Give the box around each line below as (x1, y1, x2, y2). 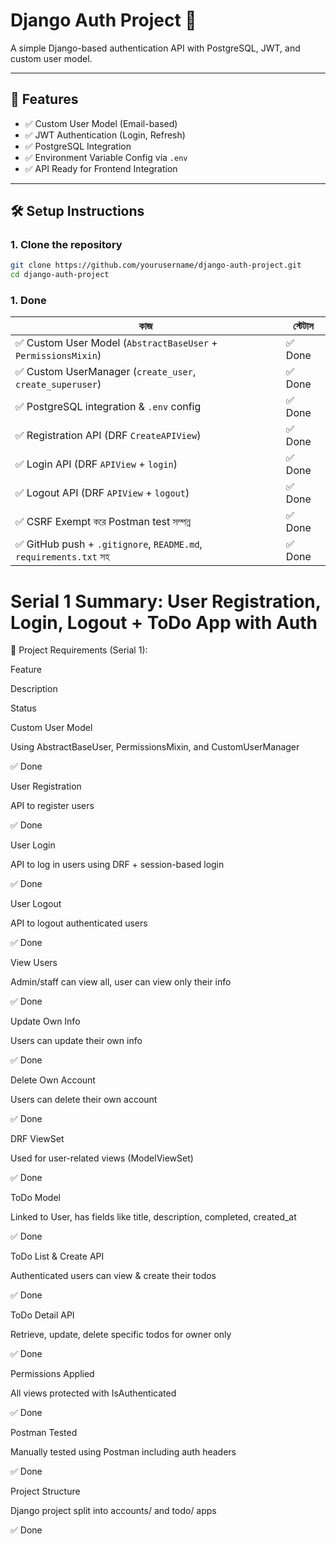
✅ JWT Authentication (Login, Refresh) (24, 129, 186, 141)
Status (10, 702, 37, 714)
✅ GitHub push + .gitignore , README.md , (15, 537, 203, 551)
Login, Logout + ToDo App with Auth (10, 611, 318, 634)
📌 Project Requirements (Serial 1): (10, 644, 148, 656)
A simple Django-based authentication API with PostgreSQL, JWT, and (10, 42, 301, 54)
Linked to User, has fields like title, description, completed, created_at (10, 1211, 297, 1223)
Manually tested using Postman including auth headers (10, 1446, 237, 1458)
